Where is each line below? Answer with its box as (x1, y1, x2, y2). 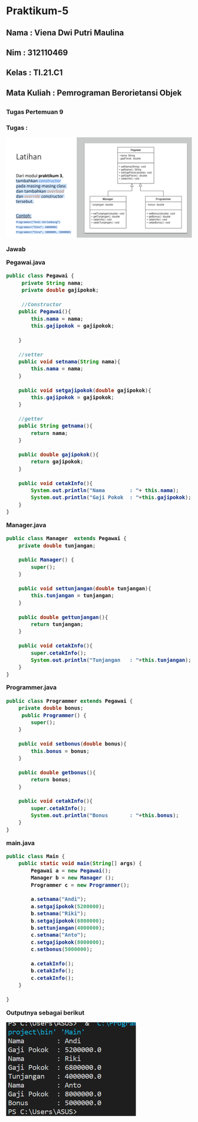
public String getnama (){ (18, 423, 93, 429)
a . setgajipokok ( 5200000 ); (30, 903, 105, 910)
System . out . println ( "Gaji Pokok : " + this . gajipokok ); (30, 494, 192, 501)
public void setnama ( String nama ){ (18, 358, 121, 365)
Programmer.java (6, 683, 57, 692)
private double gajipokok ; (21, 287, 99, 293)
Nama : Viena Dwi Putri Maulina (6, 28, 124, 38)
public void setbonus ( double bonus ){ (18, 741, 127, 747)
